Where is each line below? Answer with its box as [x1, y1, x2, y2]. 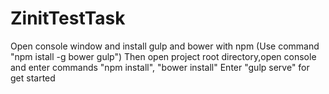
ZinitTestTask [10, 7, 126, 30]
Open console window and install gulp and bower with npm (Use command [10, 40, 320, 52]
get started [10, 72, 56, 84]
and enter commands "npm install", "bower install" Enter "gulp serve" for [10, 61, 310, 73]
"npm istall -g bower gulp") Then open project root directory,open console [10, 50, 317, 62]
